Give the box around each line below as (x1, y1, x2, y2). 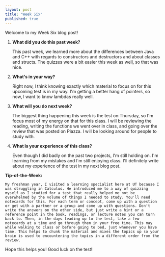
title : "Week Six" (5, 12, 43, 17)
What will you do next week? (12, 103, 72, 109)
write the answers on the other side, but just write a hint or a (5, 208, 144, 213)
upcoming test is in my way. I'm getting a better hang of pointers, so (12, 89, 150, 95)
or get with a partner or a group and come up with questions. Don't (5, 204, 151, 208)
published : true (5, 16, 38, 21)
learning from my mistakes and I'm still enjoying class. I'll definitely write (12, 158, 159, 164)
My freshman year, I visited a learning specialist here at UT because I (5, 182, 160, 187)
